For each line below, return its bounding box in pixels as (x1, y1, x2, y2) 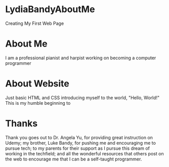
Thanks (5, 118, 38, 129)
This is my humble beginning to (5, 100, 71, 106)
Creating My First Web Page (5, 20, 64, 26)
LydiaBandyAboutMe (5, 4, 95, 15)
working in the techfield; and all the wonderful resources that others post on (5, 150, 164, 156)
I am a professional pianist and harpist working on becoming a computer (5, 55, 156, 61)
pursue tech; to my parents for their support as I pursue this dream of (5, 145, 150, 151)
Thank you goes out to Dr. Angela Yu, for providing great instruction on (5, 134, 153, 140)
